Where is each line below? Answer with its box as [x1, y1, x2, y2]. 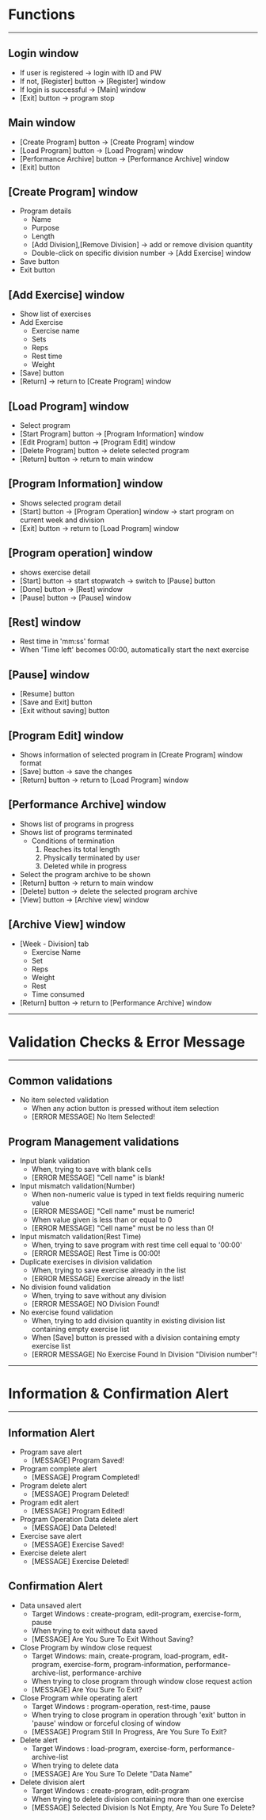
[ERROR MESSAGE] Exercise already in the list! [31, 1274, 184, 1284]
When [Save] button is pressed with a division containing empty [31, 1333, 240, 1342]
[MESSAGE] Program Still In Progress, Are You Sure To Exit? [31, 1727, 227, 1736]
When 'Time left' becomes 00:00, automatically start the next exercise [19, 645, 249, 654]
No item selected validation [19, 1095, 109, 1105]
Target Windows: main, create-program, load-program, [31, 1650, 211, 1661]
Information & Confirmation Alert [8, 1385, 230, 1403]
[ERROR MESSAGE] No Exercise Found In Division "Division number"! [31, 1349, 257, 1360]
